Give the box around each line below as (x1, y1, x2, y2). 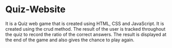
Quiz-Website (5, 4, 66, 15)
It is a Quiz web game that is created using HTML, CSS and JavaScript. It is (5, 20, 164, 27)
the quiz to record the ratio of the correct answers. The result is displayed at (5, 31, 167, 37)
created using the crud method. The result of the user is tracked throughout (5, 26, 166, 32)
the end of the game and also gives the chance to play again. (5, 37, 135, 43)
